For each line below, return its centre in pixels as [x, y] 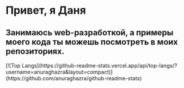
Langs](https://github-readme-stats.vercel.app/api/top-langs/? [100, 66]
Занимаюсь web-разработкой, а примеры [90, 33]
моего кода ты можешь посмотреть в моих [92, 42]
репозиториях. [35, 51]
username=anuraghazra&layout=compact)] [59, 72]
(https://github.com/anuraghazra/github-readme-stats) [74, 78]
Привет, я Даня [46, 10]
